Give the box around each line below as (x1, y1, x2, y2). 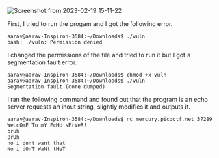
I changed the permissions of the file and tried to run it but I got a (7, 51, 191, 59)
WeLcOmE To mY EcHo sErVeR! (7, 122, 88, 129)
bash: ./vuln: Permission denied (7, 39, 103, 46)
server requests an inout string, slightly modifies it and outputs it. (7, 103, 190, 111)
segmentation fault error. (7, 58, 77, 66)
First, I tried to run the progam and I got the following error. (7, 20, 173, 27)
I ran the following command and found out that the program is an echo (7, 96, 209, 103)
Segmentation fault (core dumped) (7, 83, 106, 90)
